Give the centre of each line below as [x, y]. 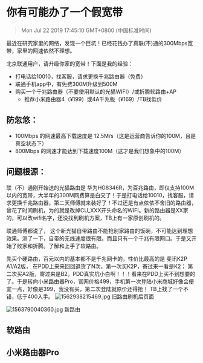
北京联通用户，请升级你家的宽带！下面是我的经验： [70, 64]
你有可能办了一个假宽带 [65, 12]
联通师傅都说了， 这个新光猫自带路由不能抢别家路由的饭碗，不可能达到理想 [100, 231]
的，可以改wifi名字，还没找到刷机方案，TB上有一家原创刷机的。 [85, 218]
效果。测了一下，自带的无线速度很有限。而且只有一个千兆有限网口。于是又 [99, 238]
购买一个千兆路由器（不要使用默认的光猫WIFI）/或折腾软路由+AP [96, 91]
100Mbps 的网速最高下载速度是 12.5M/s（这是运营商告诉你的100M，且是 [105, 136]
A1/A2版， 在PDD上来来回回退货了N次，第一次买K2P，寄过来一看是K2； [96, 266]
